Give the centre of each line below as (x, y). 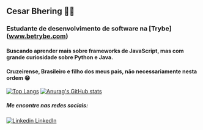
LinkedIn (46, 121)
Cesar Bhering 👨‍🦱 (41, 11)
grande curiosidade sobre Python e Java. (60, 57)
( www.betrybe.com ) (37, 36)
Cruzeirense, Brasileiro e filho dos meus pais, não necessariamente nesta (102, 71)
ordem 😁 (18, 78)
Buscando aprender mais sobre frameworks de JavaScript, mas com (95, 51)
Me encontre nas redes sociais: (47, 105)
